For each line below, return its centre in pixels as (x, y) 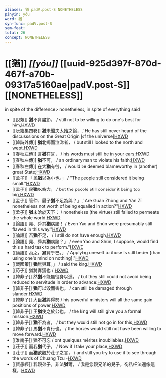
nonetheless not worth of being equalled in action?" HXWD (72, 206)
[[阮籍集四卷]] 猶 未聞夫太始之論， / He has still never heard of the (79, 131)
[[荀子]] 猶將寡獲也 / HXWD (40, 270)
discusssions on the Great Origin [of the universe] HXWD (70, 136)
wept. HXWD (25, 148)
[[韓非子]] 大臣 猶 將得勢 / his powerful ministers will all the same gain (82, 299)
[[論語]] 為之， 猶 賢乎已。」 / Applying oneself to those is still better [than (86, 252)
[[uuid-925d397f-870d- (111, 64)
